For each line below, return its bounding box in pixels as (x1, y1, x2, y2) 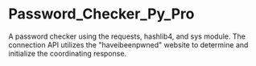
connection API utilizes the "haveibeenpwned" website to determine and (8, 39, 249, 49)
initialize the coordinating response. (8, 48, 127, 58)
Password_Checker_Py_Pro (8, 5, 195, 23)
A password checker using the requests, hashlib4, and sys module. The (8, 31, 246, 41)
